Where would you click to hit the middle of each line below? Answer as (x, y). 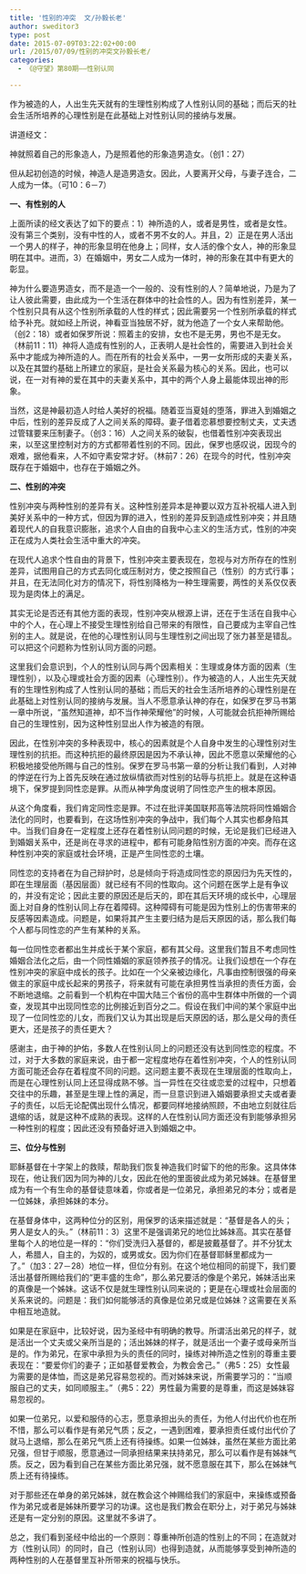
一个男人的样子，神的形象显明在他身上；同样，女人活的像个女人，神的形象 (149, 246)
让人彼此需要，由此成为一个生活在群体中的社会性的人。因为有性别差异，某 (149, 299)
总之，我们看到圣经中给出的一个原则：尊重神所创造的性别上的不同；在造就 (149, 1537)
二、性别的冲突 (37, 486)
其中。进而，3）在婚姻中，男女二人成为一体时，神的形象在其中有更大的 (159, 257)
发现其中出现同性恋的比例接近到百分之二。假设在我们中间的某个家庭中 (157, 1006)
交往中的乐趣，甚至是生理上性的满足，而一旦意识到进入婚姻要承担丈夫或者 (149, 1094)
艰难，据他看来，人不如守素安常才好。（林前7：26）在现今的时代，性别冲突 (150, 456)
